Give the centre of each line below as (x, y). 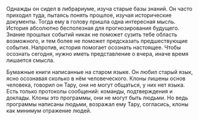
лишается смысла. (30, 60)
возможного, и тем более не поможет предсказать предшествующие (97, 41)
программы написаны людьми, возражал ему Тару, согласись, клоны (98, 104)
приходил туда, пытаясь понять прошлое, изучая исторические (89, 15)
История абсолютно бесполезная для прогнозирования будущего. (93, 28)
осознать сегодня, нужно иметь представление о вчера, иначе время (98, 54)
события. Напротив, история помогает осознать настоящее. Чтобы (93, 47)
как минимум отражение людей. (49, 111)
